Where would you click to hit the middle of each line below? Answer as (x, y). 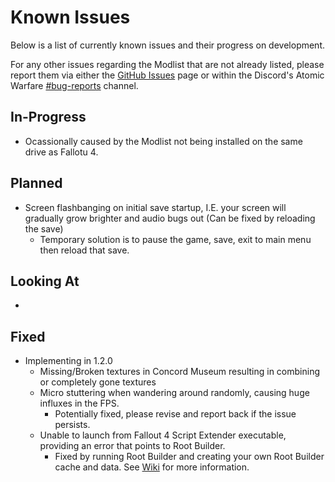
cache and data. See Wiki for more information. (152, 467)
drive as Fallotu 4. (61, 152)
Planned (36, 183)
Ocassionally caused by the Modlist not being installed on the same (163, 141)
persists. (72, 425)
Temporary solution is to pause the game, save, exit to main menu (175, 239)
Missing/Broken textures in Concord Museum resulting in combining (179, 372)
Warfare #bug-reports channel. (74, 85)
